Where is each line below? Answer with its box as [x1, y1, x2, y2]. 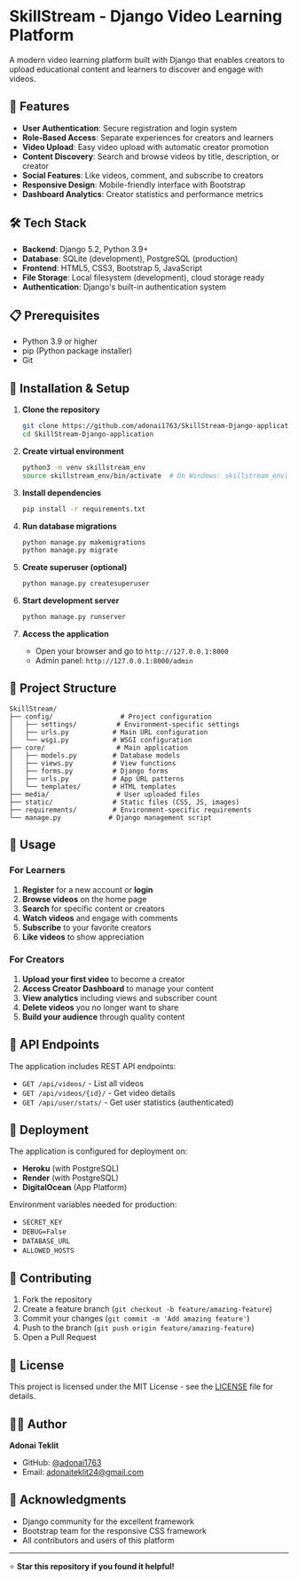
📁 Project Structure [9, 681, 117, 696]
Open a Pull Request [21, 1332, 98, 1343]
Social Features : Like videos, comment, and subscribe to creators [21, 170, 264, 180]
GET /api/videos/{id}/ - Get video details [21, 1087, 176, 1098]
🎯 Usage [9, 838, 56, 853]
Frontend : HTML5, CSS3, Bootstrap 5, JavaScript [21, 262, 202, 273]
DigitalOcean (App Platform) [21, 1182, 128, 1193]
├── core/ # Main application [9, 743, 189, 752]
